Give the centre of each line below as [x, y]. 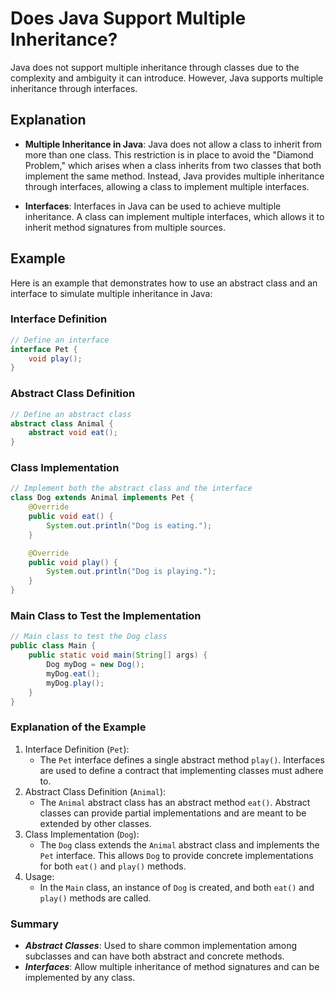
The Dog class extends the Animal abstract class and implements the [179, 844]
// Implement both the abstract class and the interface [131, 488]
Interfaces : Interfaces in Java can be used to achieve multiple [153, 206]
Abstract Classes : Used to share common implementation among [161, 945]
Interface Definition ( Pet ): [77, 749]
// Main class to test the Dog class [89, 637]
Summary [35, 924]
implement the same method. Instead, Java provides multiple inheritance [174, 176]
